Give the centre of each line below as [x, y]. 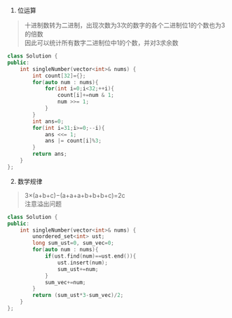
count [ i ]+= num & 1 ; [86, 95]
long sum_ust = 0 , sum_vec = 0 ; [73, 243]
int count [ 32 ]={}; [59, 76]
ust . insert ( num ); [83, 263]
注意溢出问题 [43, 204]
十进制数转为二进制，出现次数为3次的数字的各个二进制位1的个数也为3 [125, 25]
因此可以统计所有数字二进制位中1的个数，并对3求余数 [101, 43]
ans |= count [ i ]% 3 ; [73, 141]
